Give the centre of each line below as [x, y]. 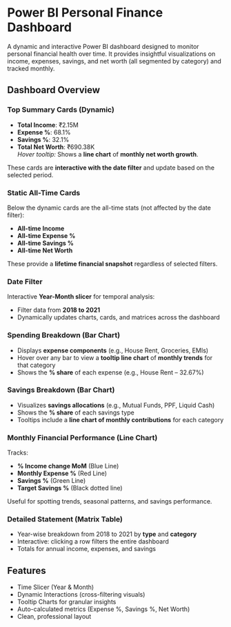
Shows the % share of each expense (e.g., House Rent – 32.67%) [111, 372]
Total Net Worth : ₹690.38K [56, 147]
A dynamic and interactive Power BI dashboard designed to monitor [103, 46]
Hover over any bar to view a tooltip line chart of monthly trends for [115, 357]
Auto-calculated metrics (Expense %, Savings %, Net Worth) [103, 609]
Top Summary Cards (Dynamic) [61, 110]
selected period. [30, 175]
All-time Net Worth [45, 250]
